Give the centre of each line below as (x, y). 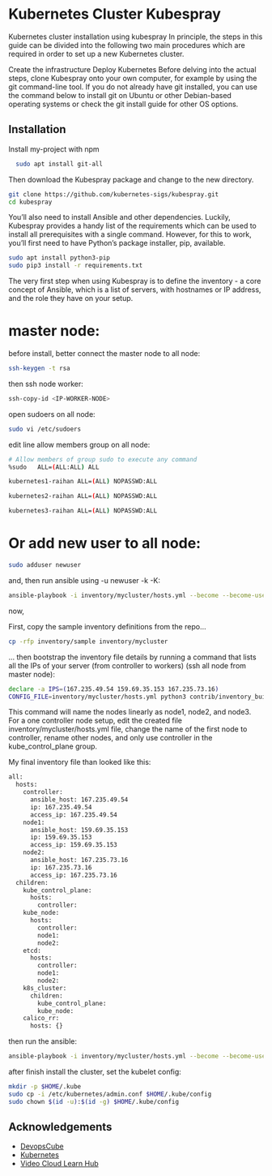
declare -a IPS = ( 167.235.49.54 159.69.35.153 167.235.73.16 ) (114, 689)
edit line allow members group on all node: (79, 444)
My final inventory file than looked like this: (80, 762)
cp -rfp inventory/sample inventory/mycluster (88, 642)
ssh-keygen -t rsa (39, 369)
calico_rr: (41, 1019)
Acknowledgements (60, 1127)
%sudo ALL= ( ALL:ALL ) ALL (54, 467)
